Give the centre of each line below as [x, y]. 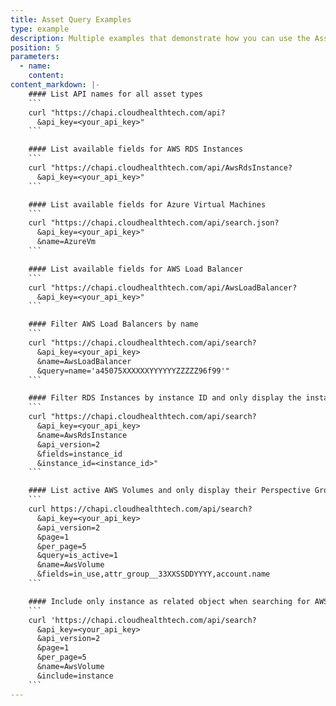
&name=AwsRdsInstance [82, 435]
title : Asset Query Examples [71, 19]
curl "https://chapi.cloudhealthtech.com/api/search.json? [154, 223]
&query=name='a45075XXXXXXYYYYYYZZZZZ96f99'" [133, 371]
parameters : [35, 57]
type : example [40, 29]
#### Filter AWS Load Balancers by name [113, 324]
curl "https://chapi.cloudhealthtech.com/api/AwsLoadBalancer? [163, 287]
